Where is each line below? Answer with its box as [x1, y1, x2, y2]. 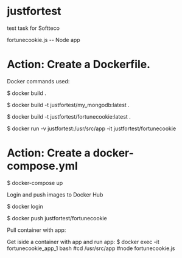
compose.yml [7, 159, 78, 173]
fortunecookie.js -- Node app [7, 36, 81, 43]
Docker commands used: [7, 77, 70, 85]
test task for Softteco [7, 24, 60, 32]
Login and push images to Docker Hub [7, 190, 103, 198]
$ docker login [7, 203, 43, 210]
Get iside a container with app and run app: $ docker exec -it [7, 238, 160, 245]
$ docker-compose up [7, 179, 63, 186]
